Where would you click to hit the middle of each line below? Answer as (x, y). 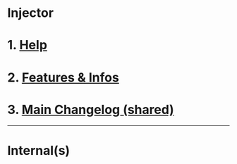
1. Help (28, 45)
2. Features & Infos (63, 77)
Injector (31, 13)
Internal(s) (39, 150)
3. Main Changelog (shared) (91, 109)
